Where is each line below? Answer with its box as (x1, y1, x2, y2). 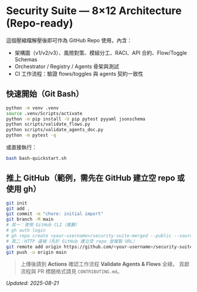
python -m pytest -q (6, 132, 57, 139)
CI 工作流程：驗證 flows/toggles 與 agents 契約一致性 (14, 70, 144, 77)
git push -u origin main (6, 249, 67, 255)
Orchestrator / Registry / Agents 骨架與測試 (14, 63, 119, 70)
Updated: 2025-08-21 (6, 280, 59, 287)
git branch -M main (6, 216, 54, 223)
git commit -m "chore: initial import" (6, 211, 104, 217)
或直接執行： (6, 144, 37, 150)
